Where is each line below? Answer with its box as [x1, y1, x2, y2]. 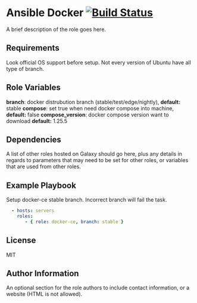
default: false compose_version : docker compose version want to [6, 111, 169, 118]
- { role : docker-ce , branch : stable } [24, 218, 124, 225]
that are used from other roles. [6, 163, 82, 170]
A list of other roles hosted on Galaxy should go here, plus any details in [6, 150, 183, 157]
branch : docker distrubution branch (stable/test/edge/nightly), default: [6, 98, 180, 106]
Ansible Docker [6, 6, 84, 20]
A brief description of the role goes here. [6, 26, 106, 33]
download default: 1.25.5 [6, 117, 68, 125]
